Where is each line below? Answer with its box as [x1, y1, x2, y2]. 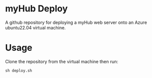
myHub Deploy [5, 3, 68, 14]
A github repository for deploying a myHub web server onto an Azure [5, 19, 147, 25]
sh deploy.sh [5, 68, 32, 73]
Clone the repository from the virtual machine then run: [5, 58, 119, 65]
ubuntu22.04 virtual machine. [5, 24, 66, 30]
